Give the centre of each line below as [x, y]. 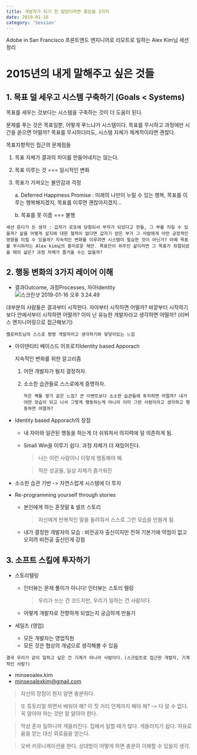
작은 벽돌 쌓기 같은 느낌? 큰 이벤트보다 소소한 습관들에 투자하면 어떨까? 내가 [105, 396]
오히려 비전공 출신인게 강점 [54, 540]
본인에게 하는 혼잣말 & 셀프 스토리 [62, 507]
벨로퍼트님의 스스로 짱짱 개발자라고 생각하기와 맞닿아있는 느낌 [71, 334]
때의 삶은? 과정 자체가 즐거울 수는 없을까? [58, 253]
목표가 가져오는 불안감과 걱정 [48, 183]
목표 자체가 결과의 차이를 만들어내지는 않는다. [67, 158]
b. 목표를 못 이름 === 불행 [45, 215]
